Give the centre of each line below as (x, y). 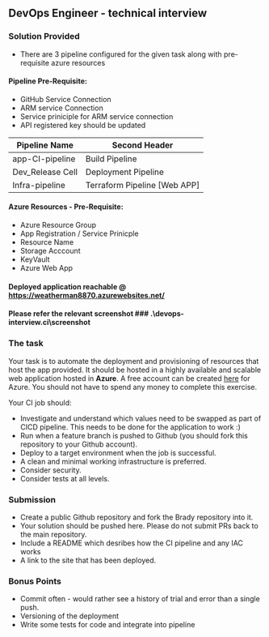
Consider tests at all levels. (65, 478)
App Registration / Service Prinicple (79, 233)
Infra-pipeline (39, 185)
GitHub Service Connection (65, 99)
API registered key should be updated (83, 125)
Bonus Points (35, 581)
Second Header (143, 145)
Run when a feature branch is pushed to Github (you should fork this (134, 435)
